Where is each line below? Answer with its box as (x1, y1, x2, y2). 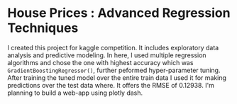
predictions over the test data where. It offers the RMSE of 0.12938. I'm (7, 81, 215, 89)
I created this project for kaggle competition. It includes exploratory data (7, 43, 219, 52)
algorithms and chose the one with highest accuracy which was (7, 58, 194, 67)
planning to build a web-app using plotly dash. (7, 88, 143, 97)
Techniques (7, 20, 79, 36)
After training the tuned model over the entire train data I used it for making (7, 73, 227, 82)
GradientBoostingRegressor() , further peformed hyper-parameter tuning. (7, 66, 221, 74)
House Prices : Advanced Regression (7, 5, 231, 21)
